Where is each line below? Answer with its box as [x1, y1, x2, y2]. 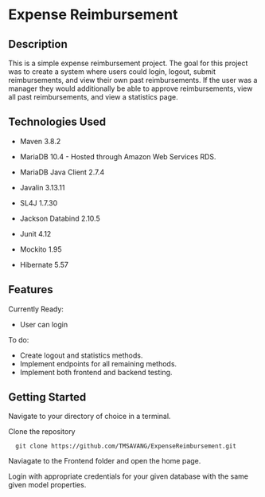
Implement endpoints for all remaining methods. [19, 358, 177, 368]
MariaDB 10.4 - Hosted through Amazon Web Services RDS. [19, 151, 216, 161]
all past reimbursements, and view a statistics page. [8, 92, 178, 101]
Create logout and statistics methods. [19, 350, 143, 360]
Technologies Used [8, 115, 106, 129]
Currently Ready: [8, 304, 64, 314]
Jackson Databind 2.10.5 [19, 213, 101, 223]
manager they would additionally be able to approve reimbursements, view [8, 84, 253, 93]
